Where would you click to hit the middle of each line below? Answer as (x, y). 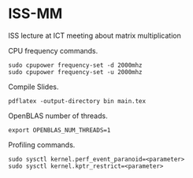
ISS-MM (35, 14)
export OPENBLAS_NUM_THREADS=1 (59, 130)
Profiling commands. (42, 145)
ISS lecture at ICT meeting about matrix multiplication (95, 35)
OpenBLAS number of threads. (58, 116)
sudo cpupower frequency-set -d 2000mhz (76, 65)
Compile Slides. (33, 87)
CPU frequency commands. (53, 50)
